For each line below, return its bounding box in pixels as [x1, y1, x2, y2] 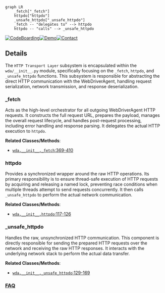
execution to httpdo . [5, 128, 46, 134]
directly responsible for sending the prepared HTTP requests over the [5, 240, 148, 246]
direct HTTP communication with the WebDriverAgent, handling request [5, 78, 152, 84]
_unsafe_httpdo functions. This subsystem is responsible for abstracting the [5, 73, 160, 79]
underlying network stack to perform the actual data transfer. [5, 250, 130, 256]
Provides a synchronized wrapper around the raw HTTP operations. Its [5, 171, 150, 177]
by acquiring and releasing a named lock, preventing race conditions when [5, 181, 158, 188]
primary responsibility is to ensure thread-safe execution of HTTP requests [5, 176, 159, 182]
